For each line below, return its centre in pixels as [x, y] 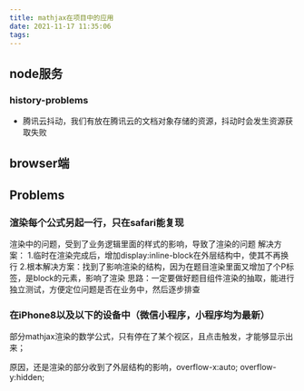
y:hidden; [27, 377]
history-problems [49, 100]
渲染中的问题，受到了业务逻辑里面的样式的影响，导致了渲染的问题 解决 [142, 244]
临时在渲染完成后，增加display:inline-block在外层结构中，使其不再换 [161, 256]
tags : [20, 34]
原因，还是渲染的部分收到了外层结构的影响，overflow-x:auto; [124, 367]
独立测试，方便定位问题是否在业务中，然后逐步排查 [105, 289]
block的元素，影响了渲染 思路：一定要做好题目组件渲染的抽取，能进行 [164, 279]
